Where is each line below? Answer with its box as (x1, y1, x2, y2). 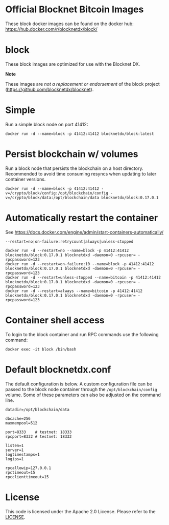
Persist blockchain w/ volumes (5, 148, 138, 160)
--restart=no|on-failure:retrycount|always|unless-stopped (5, 239, 134, 244)
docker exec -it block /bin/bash (5, 346, 77, 352)
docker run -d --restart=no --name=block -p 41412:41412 (5, 248, 129, 253)
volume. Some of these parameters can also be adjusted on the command (5, 392, 161, 398)
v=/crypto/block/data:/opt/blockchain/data (5, 195, 100, 200)
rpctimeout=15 (5, 470, 36, 475)
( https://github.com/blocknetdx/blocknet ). (5, 86, 94, 92)
